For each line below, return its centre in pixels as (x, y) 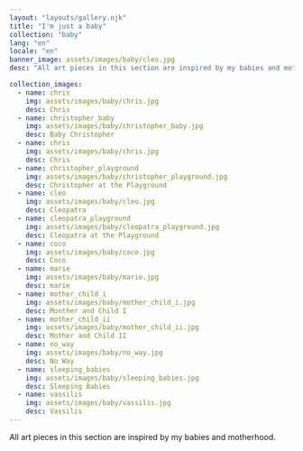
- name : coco (42, 244)
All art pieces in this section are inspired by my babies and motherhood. (143, 437)
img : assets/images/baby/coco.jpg (90, 252)
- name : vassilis (50, 395)
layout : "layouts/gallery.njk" (68, 18)
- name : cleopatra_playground (74, 218)
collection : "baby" (46, 34)
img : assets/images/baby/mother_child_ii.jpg (113, 327)
